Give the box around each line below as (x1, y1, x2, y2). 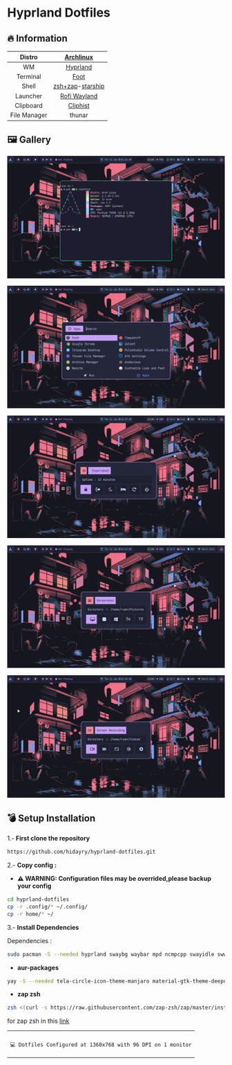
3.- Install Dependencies (7, 923, 79, 931)
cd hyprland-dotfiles (7, 896, 70, 903)
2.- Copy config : (7, 861, 57, 869)
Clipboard (14, 101, 43, 109)
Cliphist (68, 101, 90, 109)
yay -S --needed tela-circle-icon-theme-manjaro (7, 978, 150, 985)
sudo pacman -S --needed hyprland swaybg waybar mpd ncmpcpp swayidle (7, 951, 215, 958)
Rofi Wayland (59, 91, 98, 100)
